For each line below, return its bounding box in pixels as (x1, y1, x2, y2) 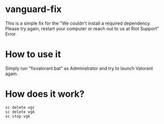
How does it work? (5, 88, 85, 100)
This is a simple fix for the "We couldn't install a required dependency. (5, 20, 151, 26)
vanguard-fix (5, 4, 62, 15)
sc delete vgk (5, 109, 35, 114)
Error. (5, 31, 17, 37)
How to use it (5, 49, 62, 60)
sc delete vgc (5, 105, 35, 110)
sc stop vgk (5, 113, 30, 119)
